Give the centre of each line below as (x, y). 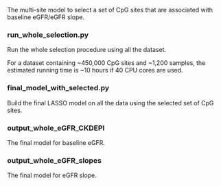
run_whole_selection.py (48, 35)
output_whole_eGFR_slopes (54, 160)
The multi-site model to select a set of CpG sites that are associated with (110, 10)
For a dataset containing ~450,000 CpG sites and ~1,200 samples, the (106, 63)
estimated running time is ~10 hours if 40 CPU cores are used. (95, 70)
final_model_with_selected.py (58, 88)
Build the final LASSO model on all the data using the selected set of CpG (110, 103)
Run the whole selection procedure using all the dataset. (87, 50)
